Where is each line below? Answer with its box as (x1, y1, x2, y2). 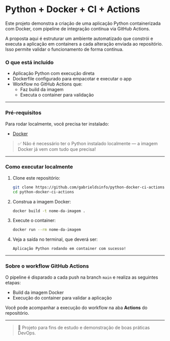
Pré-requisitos (5, 109, 41, 116)
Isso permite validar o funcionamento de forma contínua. (5, 46, 124, 52)
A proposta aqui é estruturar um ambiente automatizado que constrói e (5, 35, 153, 41)
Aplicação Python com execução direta (12, 70, 95, 76)
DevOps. (17, 330, 36, 336)
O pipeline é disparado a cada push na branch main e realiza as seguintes (5, 274, 158, 280)
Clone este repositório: (12, 175, 61, 181)
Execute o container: (12, 218, 56, 224)
